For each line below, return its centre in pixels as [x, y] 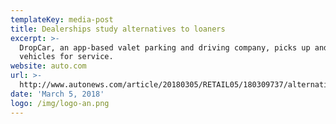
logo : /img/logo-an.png [60, 103]
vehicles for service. [66, 57]
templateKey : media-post [62, 19]
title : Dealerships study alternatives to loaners [118, 29]
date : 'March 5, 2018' [57, 94]
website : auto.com [48, 66]
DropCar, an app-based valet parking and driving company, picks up [165, 47]
